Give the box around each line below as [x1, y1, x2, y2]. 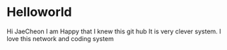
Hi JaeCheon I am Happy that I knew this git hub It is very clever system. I [6, 27, 221, 35]
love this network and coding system [6, 34, 115, 42]
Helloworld [6, 4, 72, 20]
